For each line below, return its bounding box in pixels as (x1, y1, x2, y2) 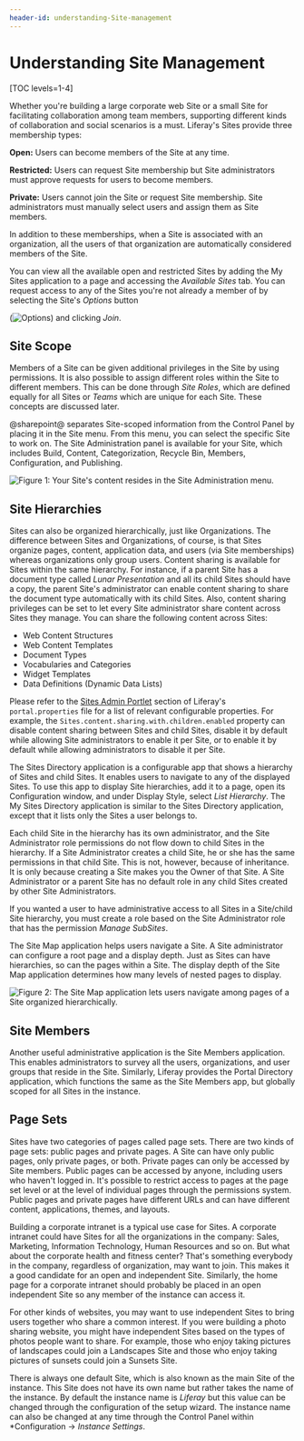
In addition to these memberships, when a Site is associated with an (9, 228, 263, 239)
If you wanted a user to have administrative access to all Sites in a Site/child (9, 904, 293, 915)
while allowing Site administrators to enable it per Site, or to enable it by (9, 735, 277, 746)
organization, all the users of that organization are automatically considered (9, 238, 292, 249)
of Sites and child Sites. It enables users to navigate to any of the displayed (9, 772, 290, 783)
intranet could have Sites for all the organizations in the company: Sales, (9, 1231, 279, 1242)
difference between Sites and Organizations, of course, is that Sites (9, 535, 262, 546)
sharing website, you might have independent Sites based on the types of (9, 1326, 286, 1336)
